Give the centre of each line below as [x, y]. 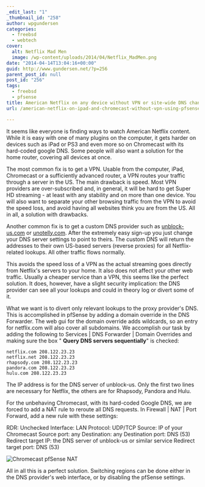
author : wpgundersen [33, 23]
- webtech [24, 40]
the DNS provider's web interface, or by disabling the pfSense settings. [96, 477]
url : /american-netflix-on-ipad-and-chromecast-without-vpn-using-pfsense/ [105, 108]
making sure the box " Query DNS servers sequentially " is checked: [93, 341]
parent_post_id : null [34, 74]
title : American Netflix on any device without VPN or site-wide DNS [97, 103]
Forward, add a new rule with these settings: [62, 416]
